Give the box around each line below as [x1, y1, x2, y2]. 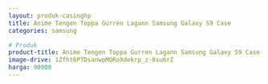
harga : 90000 [8, 63, 52, 72]
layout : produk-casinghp [8, 11, 91, 20]
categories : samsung [8, 26, 78, 34]
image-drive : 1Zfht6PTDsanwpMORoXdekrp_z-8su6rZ [8, 56, 174, 64]
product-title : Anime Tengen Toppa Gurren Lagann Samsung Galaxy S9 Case [8, 49, 261, 57]
